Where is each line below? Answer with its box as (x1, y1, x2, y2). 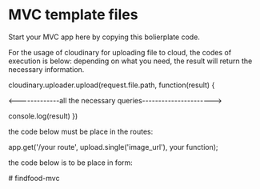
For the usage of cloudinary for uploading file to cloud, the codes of (8, 47, 232, 57)
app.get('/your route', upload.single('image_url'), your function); (8, 142, 218, 151)
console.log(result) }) (8, 111, 78, 121)
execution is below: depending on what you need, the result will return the (8, 56, 253, 66)
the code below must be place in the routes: (8, 127, 154, 136)
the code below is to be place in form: (8, 158, 134, 167)
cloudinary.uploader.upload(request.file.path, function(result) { (8, 80, 215, 90)
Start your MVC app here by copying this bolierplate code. (8, 32, 200, 42)
